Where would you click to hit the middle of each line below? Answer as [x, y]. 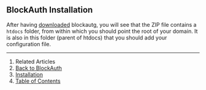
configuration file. [29, 44]
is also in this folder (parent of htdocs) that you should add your [87, 37]
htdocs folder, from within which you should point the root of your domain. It [102, 31]
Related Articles [35, 61]
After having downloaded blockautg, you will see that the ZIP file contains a [101, 24]
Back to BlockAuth [39, 68]
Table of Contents [38, 81]
